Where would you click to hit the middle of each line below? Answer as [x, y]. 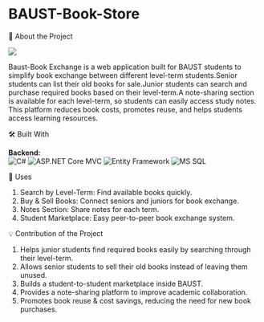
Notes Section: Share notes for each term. [89, 209]
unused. [33, 275]
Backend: [24, 153]
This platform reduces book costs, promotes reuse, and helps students [126, 109]
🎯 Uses [20, 177]
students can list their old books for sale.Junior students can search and [128, 84]
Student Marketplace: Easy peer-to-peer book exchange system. [127, 218]
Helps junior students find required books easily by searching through [135, 249]
